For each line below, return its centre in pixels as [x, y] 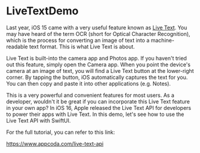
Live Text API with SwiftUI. [39, 120]
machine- [163, 40]
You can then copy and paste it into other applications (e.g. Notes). [89, 83]
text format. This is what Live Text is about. [82, 47]
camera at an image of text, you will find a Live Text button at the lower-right [100, 71]
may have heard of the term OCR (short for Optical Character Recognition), [98, 33]
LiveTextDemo [42, 11]
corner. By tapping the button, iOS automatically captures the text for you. [97, 77]
